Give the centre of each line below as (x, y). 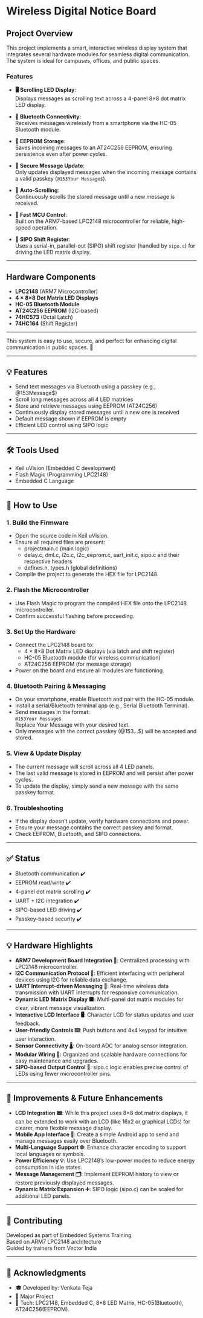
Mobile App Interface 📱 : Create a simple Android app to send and (97, 1134)
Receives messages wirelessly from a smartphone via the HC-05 (96, 123)
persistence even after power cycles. (61, 154)
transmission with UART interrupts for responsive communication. (97, 992)
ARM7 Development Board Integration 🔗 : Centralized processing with (102, 960)
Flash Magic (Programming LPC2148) (62, 474)
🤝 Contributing (34, 1220)
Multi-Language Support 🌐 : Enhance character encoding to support (100, 1147)
